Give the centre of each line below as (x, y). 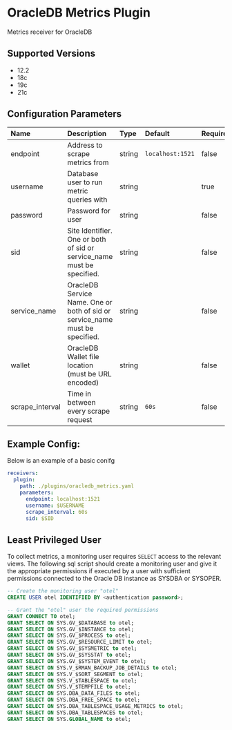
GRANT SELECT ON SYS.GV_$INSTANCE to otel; (71, 629)
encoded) (83, 383)
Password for (89, 211)
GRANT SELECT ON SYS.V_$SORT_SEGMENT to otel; (75, 674)
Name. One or (90, 302)
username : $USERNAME (55, 506)
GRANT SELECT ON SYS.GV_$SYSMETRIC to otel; (72, 649)
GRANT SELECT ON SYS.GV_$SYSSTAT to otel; (69, 655)
